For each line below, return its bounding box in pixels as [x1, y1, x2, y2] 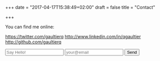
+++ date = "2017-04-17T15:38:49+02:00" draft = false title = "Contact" [5, 5, 155, 10]
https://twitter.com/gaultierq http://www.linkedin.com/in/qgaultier [5, 34, 141, 39]
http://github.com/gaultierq [5, 39, 62, 45]
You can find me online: [5, 24, 55, 30]
